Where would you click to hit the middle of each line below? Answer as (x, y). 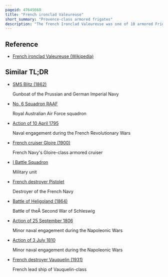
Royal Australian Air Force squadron (49, 113)
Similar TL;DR (27, 72)
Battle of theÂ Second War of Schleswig (53, 211)
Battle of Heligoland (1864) (40, 201)
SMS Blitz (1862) (29, 84)
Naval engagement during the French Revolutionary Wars (71, 133)
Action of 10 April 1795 (35, 123)
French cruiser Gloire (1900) (41, 143)
